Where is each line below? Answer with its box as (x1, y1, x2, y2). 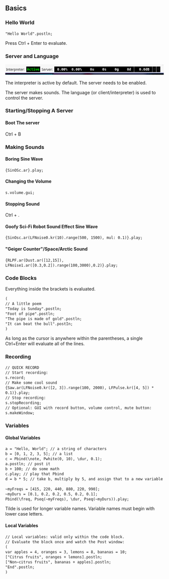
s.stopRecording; (5, 400, 42, 406)
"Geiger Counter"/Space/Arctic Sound (5, 246, 88, 252)
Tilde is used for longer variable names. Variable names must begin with (5, 505, 155, 512)
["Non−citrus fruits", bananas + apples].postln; (5, 559, 112, 564)
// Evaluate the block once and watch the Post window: (5, 539, 125, 544)
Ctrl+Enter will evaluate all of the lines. (5, 340, 85, 346)
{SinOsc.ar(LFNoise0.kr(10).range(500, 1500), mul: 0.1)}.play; (5, 235, 143, 241)
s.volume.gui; (5, 190, 35, 195)
